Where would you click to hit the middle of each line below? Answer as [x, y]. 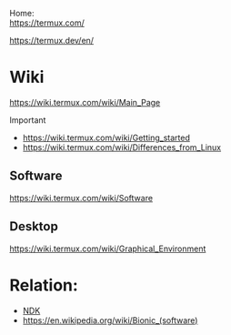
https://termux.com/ [47, 23]
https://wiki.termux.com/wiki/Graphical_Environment [108, 249]
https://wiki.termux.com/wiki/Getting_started [106, 137]
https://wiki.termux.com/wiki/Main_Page [85, 102]
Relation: [44, 285]
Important [28, 120]
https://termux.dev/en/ [51, 41]
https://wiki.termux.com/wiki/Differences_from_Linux [121, 147]
